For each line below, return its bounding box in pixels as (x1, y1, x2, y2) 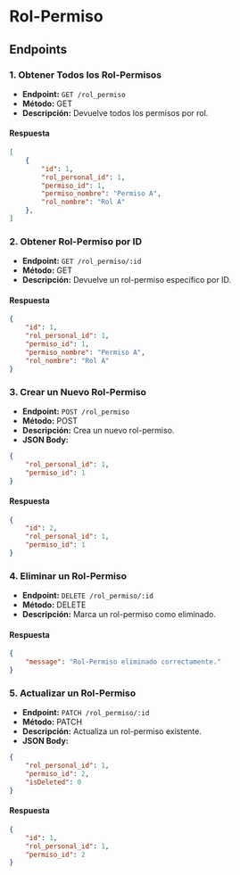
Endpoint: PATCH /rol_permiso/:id (21, 707, 150, 718)
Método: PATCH (21, 716, 83, 728)
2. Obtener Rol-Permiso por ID (9, 235, 143, 247)
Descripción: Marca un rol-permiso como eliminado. (21, 609, 217, 620)
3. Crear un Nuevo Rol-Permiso (9, 385, 147, 398)
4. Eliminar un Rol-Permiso (9, 569, 128, 582)
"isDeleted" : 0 (25, 778, 82, 787)
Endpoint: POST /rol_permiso (21, 406, 130, 417)
